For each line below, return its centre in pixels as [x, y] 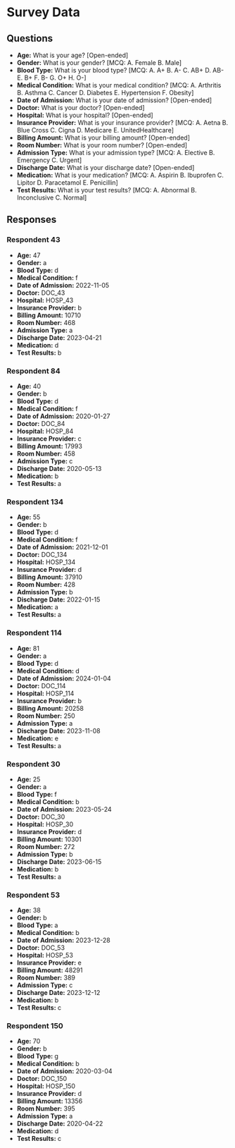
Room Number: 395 [46, 1109]
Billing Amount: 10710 [49, 315]
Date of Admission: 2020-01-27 [63, 416]
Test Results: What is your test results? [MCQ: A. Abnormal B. [107, 190]
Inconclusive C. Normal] [52, 197]
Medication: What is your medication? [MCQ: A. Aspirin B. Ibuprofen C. [120, 175]
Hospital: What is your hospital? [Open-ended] [85, 115]
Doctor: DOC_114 [41, 685]
